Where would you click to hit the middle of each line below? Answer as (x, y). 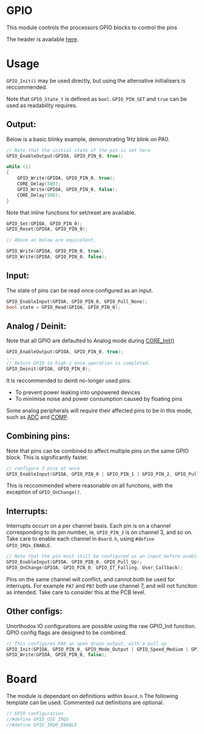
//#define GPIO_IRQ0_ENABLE (42, 725)
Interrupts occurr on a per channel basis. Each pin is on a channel (89, 526)
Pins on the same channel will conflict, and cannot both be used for (90, 579)
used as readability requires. (42, 105)
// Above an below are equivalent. (51, 240)
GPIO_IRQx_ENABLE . (29, 545)
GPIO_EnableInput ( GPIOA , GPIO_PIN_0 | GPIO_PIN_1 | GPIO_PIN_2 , (89, 474)
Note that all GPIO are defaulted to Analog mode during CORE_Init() (90, 341)
